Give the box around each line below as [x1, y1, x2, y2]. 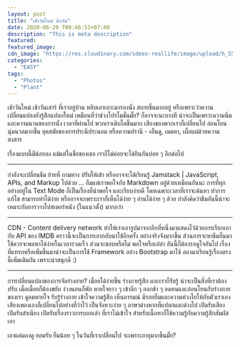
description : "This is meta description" [7, 30, 133, 38]
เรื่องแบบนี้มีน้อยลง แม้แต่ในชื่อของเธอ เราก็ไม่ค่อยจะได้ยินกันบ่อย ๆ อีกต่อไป [7, 149, 184, 158]
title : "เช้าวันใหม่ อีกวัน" [7, 17, 71, 24]
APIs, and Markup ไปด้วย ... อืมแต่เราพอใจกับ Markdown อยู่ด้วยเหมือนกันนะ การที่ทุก [7, 178, 226, 187]
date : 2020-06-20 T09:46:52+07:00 [7, 24, 111, 31]
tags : [7, 70, 24, 77]
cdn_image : [7, 51, 40, 58]
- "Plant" [14, 84, 43, 91]
